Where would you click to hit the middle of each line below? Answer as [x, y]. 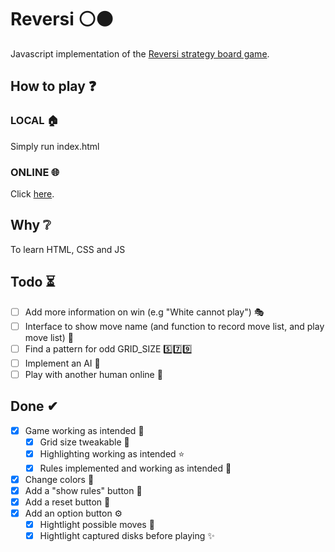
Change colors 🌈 [59, 479]
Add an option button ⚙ [73, 513]
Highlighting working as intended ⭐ [112, 453]
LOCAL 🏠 [35, 121]
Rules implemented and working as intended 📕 [135, 468]
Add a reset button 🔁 [67, 502]
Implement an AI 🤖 [62, 363]
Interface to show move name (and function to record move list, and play [174, 326]
